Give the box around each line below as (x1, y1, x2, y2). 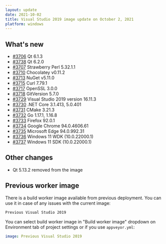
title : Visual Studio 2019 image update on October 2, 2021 (5, 17, 134, 22)
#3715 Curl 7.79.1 (12, 80, 48, 86)
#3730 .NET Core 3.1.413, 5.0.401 (12, 102, 81, 108)
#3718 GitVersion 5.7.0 (12, 91, 59, 97)
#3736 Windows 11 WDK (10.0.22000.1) (12, 134, 94, 140)
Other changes (5, 153, 53, 162)
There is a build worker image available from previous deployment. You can (5, 195, 162, 201)
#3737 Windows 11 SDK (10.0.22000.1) (12, 139, 92, 145)
